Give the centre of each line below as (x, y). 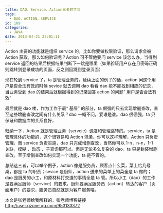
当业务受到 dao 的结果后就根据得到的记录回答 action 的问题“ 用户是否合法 (79, 92)
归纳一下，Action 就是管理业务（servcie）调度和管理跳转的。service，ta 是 (81, 131)
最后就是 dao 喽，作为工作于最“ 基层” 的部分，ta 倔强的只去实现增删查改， (80, 108)
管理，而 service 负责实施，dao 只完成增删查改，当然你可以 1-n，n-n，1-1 (79, 143)
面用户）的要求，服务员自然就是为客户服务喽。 (52, 190)
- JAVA (16, 32)
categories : (17, 28)
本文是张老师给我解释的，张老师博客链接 (45, 200)
